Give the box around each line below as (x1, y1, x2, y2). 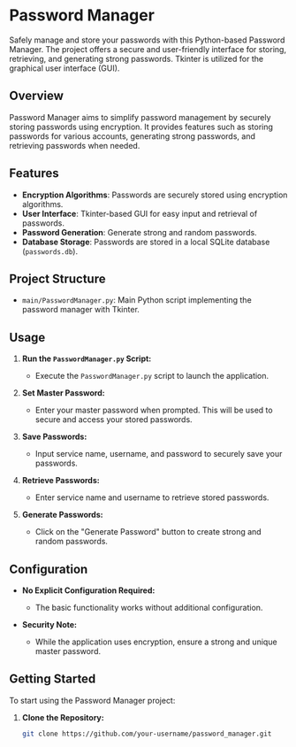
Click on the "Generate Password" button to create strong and (34, 527, 262, 537)
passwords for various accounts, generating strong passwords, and (9, 130, 256, 142)
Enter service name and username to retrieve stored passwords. (34, 492, 269, 503)
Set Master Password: (21, 388, 105, 398)
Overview (9, 89, 65, 104)
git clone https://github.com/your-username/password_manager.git (21, 729, 272, 738)
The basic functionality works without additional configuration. (34, 603, 263, 612)
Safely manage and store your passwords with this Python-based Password (9, 35, 285, 45)
